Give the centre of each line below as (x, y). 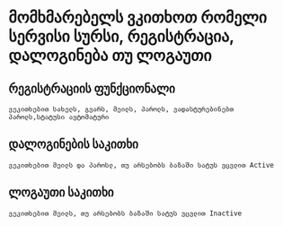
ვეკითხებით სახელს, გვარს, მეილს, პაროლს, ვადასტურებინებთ (121, 109)
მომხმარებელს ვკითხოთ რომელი (137, 17)
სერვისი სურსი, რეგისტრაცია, (121, 36)
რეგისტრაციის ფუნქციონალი (92, 88)
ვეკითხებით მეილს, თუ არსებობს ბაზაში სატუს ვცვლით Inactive (125, 213)
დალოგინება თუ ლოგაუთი (110, 56)
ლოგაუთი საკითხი (61, 192)
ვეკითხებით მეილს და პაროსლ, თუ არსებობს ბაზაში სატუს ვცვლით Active (141, 165)
